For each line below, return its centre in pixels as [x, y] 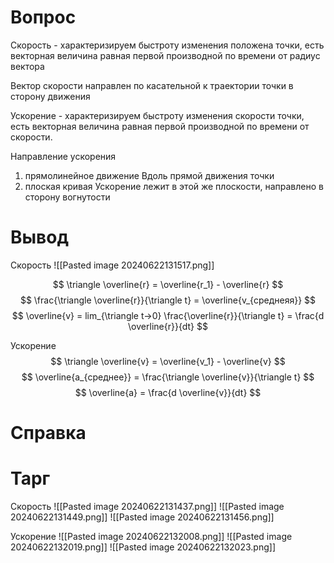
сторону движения [50, 96]
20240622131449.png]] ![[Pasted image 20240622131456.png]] [142, 517]
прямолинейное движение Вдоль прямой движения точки [149, 175]
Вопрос [43, 17]
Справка [48, 433]
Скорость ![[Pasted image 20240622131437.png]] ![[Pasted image [147, 506]
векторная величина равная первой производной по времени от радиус [165, 55]
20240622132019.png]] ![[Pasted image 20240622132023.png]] [143, 547]
